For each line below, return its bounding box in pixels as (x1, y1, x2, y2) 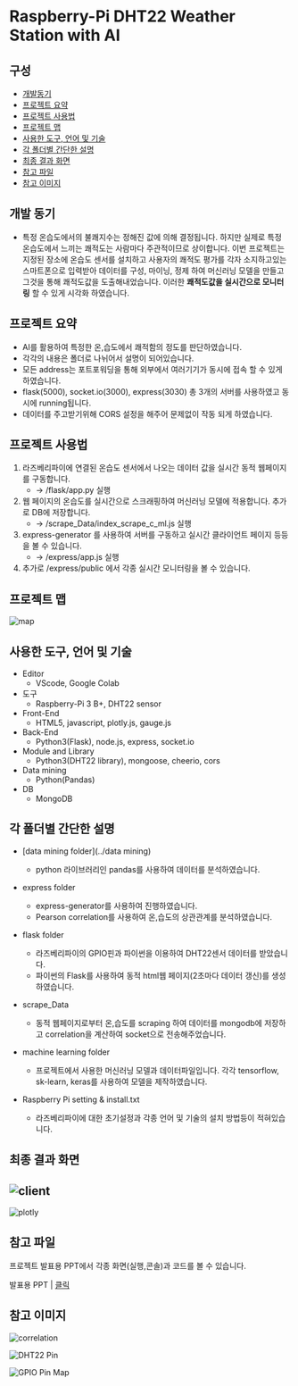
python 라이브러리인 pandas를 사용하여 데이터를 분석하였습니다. (35, 864, 261, 874)
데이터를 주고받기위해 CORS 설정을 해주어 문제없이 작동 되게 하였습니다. (21, 408, 273, 419)
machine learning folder (21, 1047, 111, 1057)
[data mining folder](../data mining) (21, 846, 152, 856)
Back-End (21, 727, 59, 738)
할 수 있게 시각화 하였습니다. (31, 288, 129, 298)
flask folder (21, 929, 64, 939)
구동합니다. (31, 473, 71, 484)
